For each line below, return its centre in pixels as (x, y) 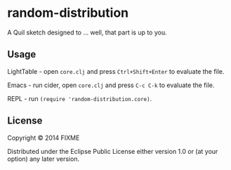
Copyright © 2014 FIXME (44, 138)
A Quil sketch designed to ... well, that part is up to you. (87, 32)
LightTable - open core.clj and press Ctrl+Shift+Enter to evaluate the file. (116, 71)
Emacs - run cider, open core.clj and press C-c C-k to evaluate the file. (111, 85)
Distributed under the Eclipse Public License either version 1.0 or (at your (113, 151)
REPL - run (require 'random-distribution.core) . (80, 98)
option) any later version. (43, 159)
